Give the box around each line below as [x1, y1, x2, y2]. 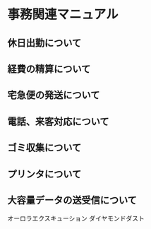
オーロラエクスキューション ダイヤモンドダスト [7, 214, 145, 223]
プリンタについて [7, 168, 82, 180]
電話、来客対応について [7, 115, 109, 127]
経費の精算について [7, 63, 91, 75]
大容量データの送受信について [7, 194, 138, 206]
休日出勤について [7, 37, 82, 49]
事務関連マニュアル [7, 6, 119, 23]
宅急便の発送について [7, 89, 100, 101]
